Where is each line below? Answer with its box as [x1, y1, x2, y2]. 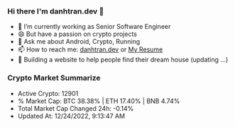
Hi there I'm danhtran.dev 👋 [7, 6, 104, 16]
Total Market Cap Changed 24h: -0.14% [17, 104, 134, 112]
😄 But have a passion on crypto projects [17, 30, 137, 38]
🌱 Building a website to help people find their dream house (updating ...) [17, 56, 229, 64]
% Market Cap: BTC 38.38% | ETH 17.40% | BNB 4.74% [17, 97, 180, 105]
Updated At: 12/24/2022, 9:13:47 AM [17, 111, 126, 120]
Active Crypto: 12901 [17, 89, 79, 97]
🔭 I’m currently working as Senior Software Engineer [17, 23, 171, 31]
